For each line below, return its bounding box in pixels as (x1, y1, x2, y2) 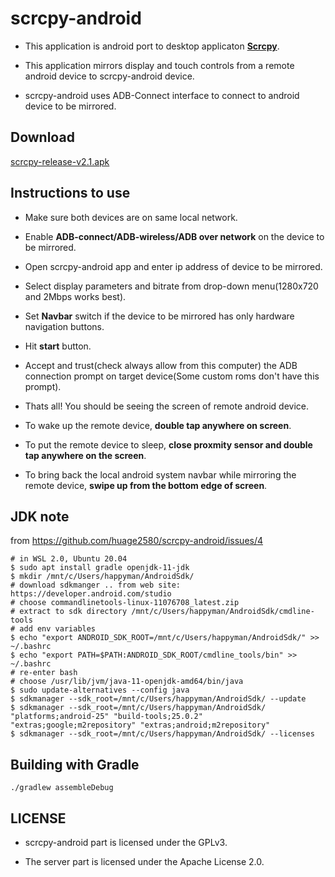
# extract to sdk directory (10, 607, 128, 617)
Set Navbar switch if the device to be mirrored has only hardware (24, 310, 295, 322)
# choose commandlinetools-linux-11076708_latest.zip (10, 598, 240, 608)
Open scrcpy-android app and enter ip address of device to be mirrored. (24, 260, 323, 272)
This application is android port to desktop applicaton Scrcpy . (24, 40, 280, 52)
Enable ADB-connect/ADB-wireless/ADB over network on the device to (24, 230, 325, 242)
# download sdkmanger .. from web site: (10, 580, 182, 591)
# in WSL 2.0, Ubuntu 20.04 (10, 554, 128, 564)
